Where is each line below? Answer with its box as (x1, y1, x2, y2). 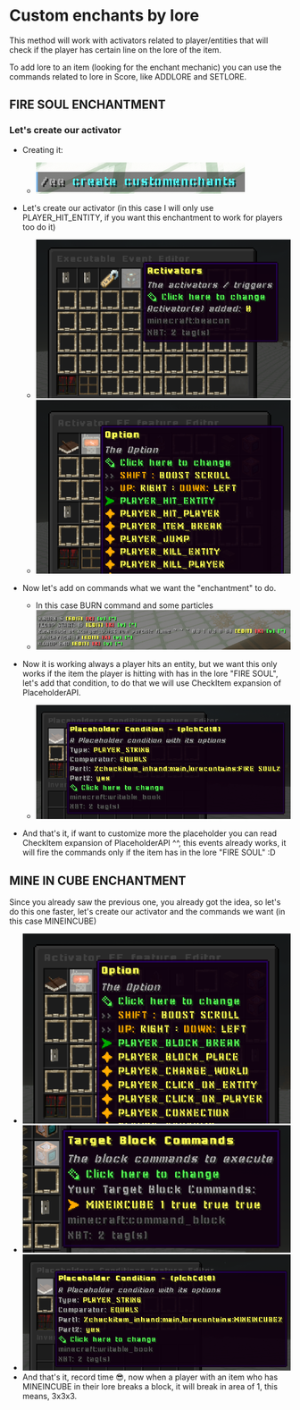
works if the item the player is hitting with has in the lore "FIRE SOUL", (21, 668, 279, 679)
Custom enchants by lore (9, 5, 200, 26)
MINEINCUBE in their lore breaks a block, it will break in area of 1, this (21, 1380, 279, 1391)
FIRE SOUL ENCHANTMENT (9, 97, 166, 113)
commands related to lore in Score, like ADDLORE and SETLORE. (9, 71, 247, 81)
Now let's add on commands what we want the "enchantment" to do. (21, 582, 277, 593)
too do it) (21, 221, 56, 232)
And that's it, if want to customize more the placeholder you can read (21, 828, 278, 839)
